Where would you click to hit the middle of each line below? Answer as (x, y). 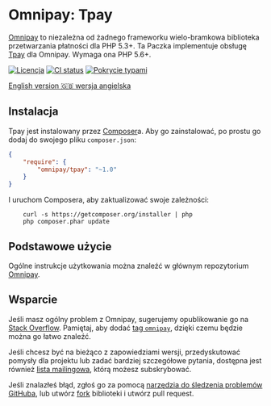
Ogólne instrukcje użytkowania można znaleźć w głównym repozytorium (129, 266)
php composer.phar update (67, 222)
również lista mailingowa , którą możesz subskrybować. (100, 369)
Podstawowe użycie (60, 247)
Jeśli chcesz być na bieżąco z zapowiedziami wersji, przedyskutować (124, 352)
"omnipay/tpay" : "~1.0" (77, 170)
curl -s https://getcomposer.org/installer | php (108, 215)
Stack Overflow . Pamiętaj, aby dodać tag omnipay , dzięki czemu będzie (126, 328)
